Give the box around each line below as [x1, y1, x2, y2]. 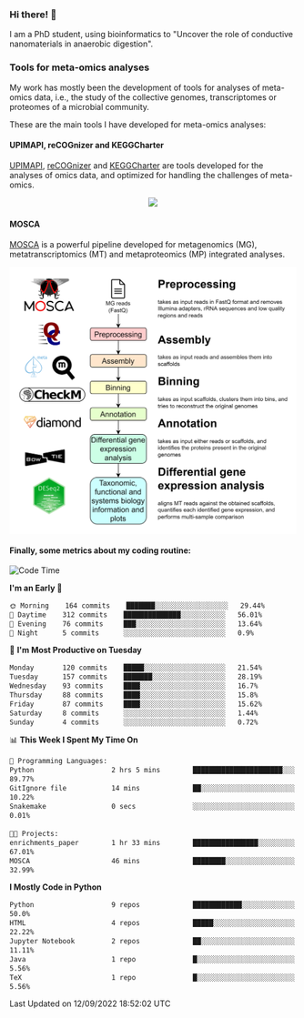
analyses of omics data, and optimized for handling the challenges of [9, 169, 269, 180]
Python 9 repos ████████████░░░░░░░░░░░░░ [9, 901, 296, 910]
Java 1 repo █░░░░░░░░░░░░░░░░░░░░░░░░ [9, 955, 296, 964]
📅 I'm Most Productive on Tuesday [9, 645, 143, 656]
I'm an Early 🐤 [9, 582, 63, 594]
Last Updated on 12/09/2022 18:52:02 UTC [9, 998, 171, 1009]
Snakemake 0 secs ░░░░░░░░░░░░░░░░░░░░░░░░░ [9, 802, 296, 811]
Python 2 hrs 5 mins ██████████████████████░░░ [9, 766, 296, 775]
